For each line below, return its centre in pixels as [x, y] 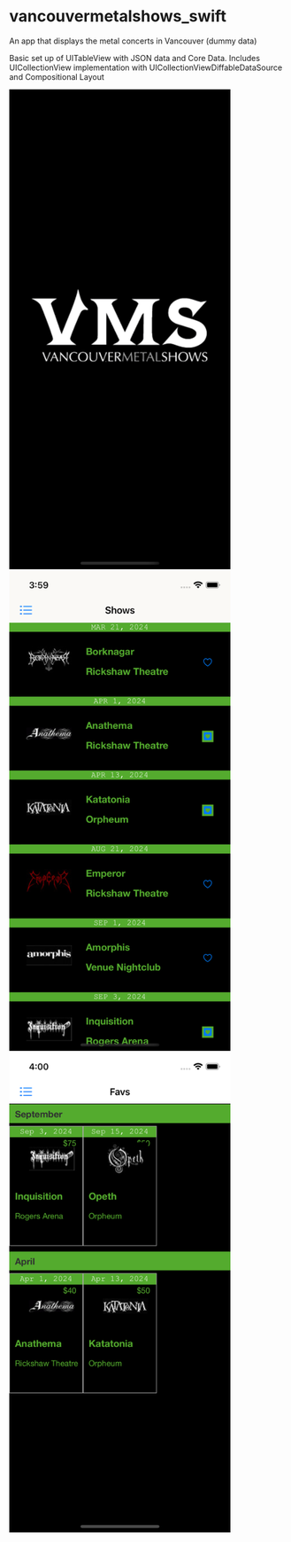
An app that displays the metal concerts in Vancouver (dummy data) [133, 41]
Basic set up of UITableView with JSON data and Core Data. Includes [135, 58]
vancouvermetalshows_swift [118, 16]
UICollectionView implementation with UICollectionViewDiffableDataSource [146, 67]
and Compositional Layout [57, 76]
